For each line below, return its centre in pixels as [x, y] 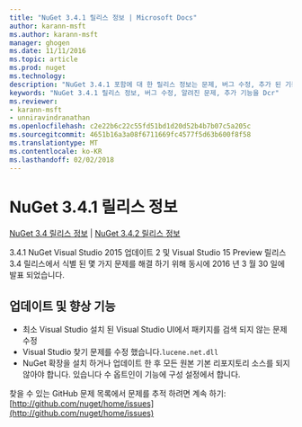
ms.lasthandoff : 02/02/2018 [62, 160]
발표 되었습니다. [37, 275]
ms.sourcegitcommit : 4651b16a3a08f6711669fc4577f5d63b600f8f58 [130, 135]
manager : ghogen [40, 43]
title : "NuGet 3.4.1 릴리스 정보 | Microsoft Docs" [103, 18]
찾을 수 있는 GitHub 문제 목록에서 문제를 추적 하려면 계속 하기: [118, 394]
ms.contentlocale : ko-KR [56, 151]
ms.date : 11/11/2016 [48, 51]
